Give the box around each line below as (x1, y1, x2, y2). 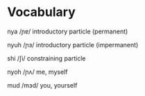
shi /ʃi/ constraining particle (7, 54, 86, 63)
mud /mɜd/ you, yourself (7, 81, 78, 89)
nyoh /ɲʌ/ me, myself (7, 67, 68, 76)
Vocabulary (7, 4, 76, 20)
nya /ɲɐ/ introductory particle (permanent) (7, 27, 128, 35)
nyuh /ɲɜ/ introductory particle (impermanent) (7, 40, 139, 49)
